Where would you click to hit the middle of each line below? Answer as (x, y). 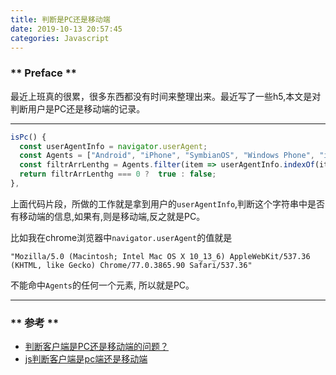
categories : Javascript (60, 38)
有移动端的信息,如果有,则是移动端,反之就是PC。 (108, 216)
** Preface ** (44, 73)
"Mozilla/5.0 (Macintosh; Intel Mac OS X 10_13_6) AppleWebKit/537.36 (160, 256)
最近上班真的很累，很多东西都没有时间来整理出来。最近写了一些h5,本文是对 (166, 96)
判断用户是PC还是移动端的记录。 (78, 108)
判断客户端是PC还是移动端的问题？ (96, 347)
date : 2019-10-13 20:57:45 (66, 29)
